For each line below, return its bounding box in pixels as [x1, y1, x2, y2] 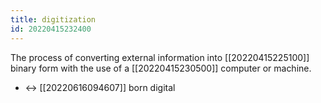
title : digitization [10, 14, 97, 25]
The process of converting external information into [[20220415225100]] [10, 51, 310, 63]
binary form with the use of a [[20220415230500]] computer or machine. [10, 62, 312, 74]
